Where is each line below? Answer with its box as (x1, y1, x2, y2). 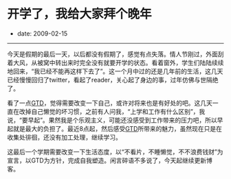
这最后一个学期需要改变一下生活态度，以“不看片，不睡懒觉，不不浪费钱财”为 (7, 147, 223, 156)
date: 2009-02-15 (16, 29, 67, 38)
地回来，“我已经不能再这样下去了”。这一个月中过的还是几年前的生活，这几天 (7, 67, 223, 75)
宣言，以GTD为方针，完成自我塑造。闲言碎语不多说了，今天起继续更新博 (7, 156, 213, 165)
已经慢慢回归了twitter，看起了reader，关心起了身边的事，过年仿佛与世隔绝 (7, 75, 219, 84)
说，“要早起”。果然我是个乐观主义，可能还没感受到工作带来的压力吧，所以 (7, 116, 218, 124)
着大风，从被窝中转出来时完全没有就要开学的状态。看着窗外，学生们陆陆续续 (7, 58, 224, 67)
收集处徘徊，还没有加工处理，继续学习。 (7, 133, 122, 141)
